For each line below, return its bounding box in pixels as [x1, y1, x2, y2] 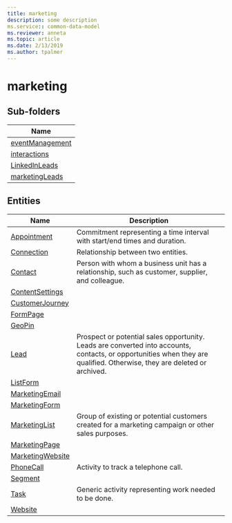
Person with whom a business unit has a [76, 258, 207, 268]
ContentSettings [10, 287, 64, 296]
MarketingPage [10, 439, 61, 449]
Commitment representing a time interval [76, 227, 209, 237]
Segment [10, 473, 40, 483]
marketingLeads [10, 171, 64, 181]
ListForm [10, 377, 39, 387]
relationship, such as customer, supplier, [76, 267, 209, 276]
